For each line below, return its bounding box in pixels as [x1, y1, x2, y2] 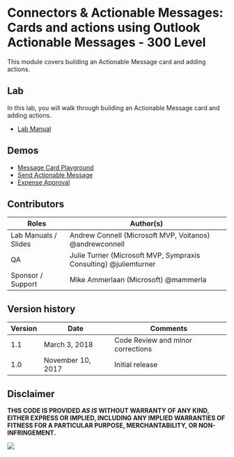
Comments [150, 324, 188, 334]
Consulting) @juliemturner [69, 259, 156, 269]
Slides [10, 239, 31, 249]
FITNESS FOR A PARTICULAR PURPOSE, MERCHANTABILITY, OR [7, 421, 198, 429]
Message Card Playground [17, 163, 94, 171]
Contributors [7, 198, 65, 210]
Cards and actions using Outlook [7, 20, 201, 36]
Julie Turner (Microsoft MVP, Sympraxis [69, 251, 201, 261]
